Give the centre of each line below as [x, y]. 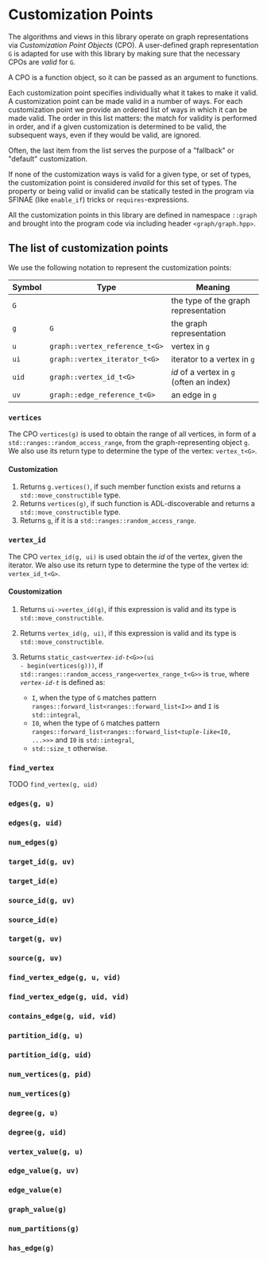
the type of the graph [211, 300]
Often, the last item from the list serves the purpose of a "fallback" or [121, 150]
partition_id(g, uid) [50, 1055]
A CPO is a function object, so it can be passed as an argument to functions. [133, 77]
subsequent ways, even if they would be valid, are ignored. [104, 135]
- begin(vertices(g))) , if [61, 665]
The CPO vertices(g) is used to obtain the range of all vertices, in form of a [132, 434]
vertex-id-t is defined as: [62, 682]
